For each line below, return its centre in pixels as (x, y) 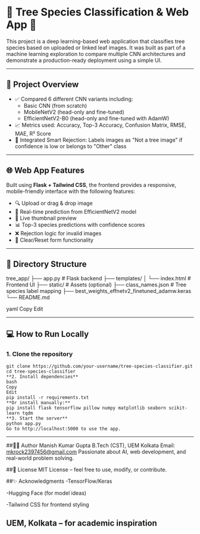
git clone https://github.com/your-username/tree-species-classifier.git (100, 366)
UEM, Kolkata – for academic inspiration (82, 523)
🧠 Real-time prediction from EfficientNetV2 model (76, 211)
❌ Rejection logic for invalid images (58, 233)
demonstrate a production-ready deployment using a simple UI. (84, 60)
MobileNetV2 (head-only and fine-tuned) (74, 112)
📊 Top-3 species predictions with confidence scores (80, 224)
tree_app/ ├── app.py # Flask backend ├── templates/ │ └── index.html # (99, 279)
